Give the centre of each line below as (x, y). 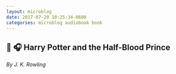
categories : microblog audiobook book (54, 22)
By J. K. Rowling (26, 65)
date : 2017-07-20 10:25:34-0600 (46, 17)
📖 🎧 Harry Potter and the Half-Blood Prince (88, 47)
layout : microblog (29, 12)
